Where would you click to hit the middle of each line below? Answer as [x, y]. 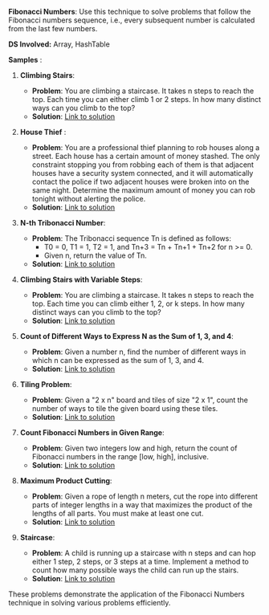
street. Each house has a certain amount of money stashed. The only [146, 156]
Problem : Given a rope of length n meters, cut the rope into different [145, 496]
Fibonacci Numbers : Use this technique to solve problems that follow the [130, 12]
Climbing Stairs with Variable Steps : [81, 279]
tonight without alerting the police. [89, 199]
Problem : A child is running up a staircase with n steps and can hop [144, 553]
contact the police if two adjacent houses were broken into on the [141, 181]
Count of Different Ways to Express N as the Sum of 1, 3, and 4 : [127, 336]
